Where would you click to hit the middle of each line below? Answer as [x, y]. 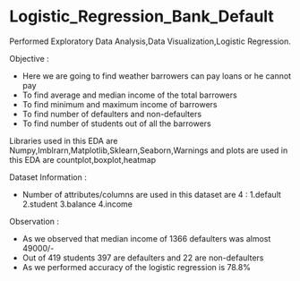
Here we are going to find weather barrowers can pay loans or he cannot [157, 76]
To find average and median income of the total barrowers [129, 95]
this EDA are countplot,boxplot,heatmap [83, 159]
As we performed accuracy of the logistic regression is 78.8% [136, 267]
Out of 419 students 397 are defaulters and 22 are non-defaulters [143, 258]
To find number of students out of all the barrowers [117, 123]
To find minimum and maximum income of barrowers [120, 104]
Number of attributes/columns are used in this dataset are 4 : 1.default [152, 194]
